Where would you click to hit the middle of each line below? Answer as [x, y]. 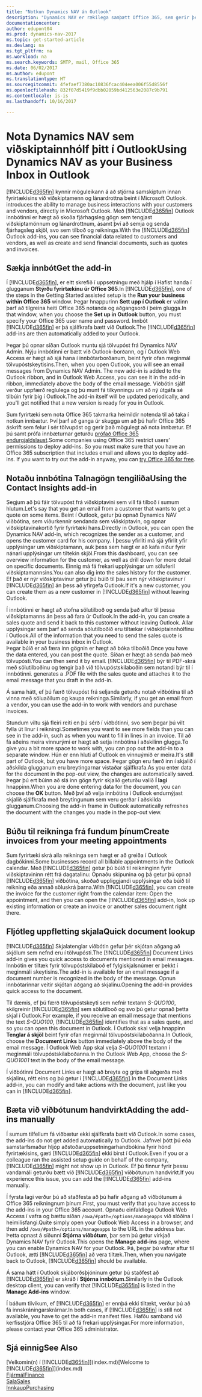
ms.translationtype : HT [36, 79]
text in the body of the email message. [78, 1060]
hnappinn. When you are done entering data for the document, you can [94, 787]
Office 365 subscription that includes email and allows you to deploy [91, 453]
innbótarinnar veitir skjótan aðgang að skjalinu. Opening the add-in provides [99, 985]
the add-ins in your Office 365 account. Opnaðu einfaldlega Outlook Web [97, 1209]
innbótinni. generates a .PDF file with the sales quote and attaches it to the [98, 674]
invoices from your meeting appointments [87, 841]
